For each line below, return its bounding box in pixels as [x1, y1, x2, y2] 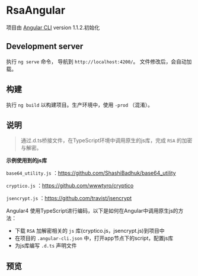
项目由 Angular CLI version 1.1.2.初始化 [6, 24, 100, 31]
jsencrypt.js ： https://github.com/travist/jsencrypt [6, 195, 132, 202]
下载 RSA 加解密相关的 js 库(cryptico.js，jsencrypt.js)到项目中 [14, 227, 165, 235]
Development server [6, 41, 84, 52]
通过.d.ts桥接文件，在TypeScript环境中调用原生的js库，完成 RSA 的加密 [20, 137, 193, 144]
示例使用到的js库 [6, 157, 47, 164]
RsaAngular [6, 4, 66, 17]
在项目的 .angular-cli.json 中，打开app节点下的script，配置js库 [14, 235, 174, 242]
